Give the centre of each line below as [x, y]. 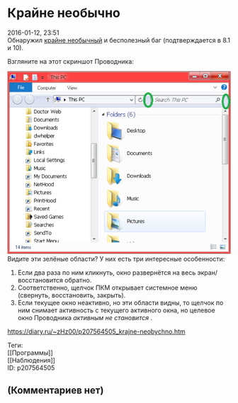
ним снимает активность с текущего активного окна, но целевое [116, 310]
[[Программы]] [30, 353]
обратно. [78, 280]
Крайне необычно [64, 13]
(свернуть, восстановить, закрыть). [72, 295]
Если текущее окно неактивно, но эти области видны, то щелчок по [120, 303]
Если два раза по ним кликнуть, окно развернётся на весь [107, 273]
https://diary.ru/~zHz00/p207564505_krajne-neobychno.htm [96, 331]
